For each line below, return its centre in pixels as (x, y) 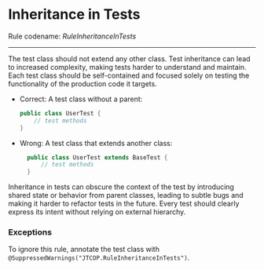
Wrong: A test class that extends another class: (96, 143)
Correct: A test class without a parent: (81, 99)
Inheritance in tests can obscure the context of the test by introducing (121, 187)
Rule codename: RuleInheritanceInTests (72, 36)
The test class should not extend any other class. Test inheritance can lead (129, 58)
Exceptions (30, 232)
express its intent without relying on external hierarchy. (97, 212)
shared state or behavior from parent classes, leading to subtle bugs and (126, 195)
